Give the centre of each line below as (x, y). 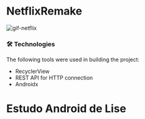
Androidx (27, 84)
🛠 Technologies (31, 44)
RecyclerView (32, 72)
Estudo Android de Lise (66, 109)
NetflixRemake (44, 11)
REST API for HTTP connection (54, 78)
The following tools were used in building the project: (73, 59)
